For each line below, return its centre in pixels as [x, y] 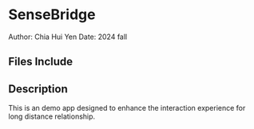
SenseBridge [52, 15]
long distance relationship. [52, 116]
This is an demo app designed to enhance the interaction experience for [127, 108]
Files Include [41, 62]
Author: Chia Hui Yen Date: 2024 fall [68, 37]
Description [38, 89]
